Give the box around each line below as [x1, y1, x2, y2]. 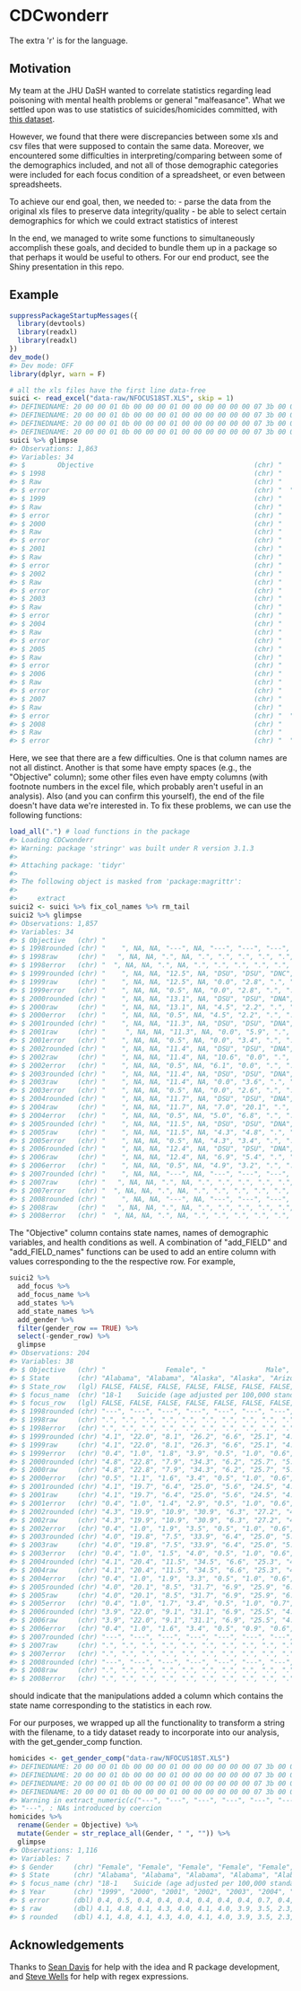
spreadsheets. [9, 179, 63, 189]
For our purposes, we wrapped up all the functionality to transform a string [9, 1717, 285, 1729]
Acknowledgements [9, 1937, 125, 1953]
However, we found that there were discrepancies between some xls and [9, 131, 279, 142]
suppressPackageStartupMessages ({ [9, 311, 139, 320]
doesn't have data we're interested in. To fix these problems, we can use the [9, 800, 292, 811]
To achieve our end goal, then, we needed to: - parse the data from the [9, 196, 271, 207]
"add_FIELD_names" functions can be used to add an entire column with [9, 1247, 277, 1257]
